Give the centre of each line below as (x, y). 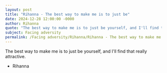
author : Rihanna (22, 23)
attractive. (15, 56)
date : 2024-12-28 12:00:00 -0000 (40, 19)
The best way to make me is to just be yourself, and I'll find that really (76, 51)
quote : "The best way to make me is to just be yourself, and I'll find (82, 28)
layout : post (19, 10)
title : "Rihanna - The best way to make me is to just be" (68, 14)
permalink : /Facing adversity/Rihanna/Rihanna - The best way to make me (83, 37)
